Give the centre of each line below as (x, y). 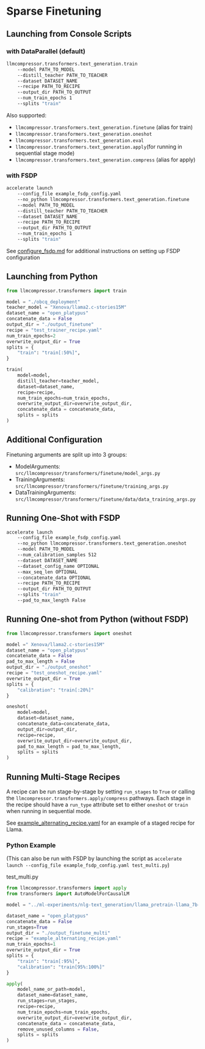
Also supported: (27, 115)
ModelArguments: (38, 466)
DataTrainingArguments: (45, 492)
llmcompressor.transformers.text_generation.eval (80, 141)
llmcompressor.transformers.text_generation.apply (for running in (99, 146)
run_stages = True (27, 927)
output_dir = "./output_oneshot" (49, 668)
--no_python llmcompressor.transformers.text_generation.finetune (103, 199)
